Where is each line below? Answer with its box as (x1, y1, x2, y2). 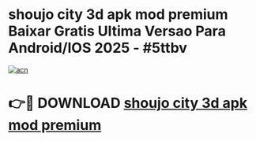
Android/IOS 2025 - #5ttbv (8, 39, 188, 57)
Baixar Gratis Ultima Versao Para (8, 22, 227, 40)
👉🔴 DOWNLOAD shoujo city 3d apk (8, 95, 247, 112)
